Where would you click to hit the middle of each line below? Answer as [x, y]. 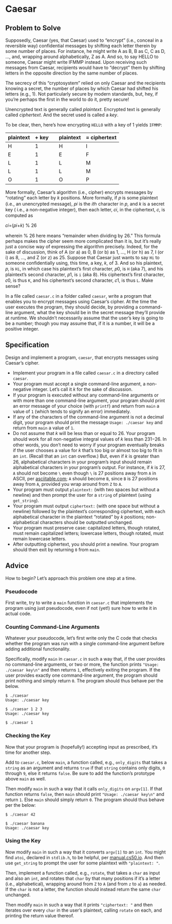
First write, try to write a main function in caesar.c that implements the [79, 603]
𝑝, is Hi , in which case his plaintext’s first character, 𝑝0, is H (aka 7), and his [84, 269]
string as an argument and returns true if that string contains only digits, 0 [85, 768]
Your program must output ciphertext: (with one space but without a [86, 506]
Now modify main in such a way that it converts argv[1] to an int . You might [85, 852]
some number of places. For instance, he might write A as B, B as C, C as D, [85, 51]
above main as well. [26, 778]
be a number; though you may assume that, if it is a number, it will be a [80, 323]
